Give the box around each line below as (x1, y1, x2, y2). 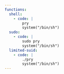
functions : (4, 7, 27, 12)
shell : (9, 12, 22, 17)
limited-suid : (9, 48, 38, 53)
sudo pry (22, 39, 40, 44)
